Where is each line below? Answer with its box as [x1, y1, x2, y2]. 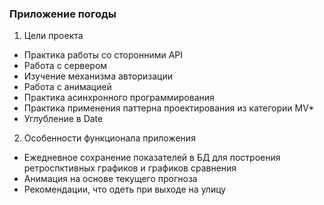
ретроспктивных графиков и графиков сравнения [23, 162, 237, 174]
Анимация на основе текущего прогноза [23, 173, 198, 185]
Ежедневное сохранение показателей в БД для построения [23, 152, 281, 164]
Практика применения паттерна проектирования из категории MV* [23, 102, 315, 114]
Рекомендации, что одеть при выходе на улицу [23, 183, 227, 196]
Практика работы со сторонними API [23, 49, 184, 61]
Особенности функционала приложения [23, 132, 196, 144]
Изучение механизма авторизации [23, 70, 173, 82]
